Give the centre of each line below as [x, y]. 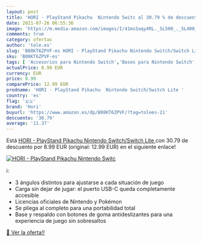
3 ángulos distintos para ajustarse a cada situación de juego [89, 183]
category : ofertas [29, 40]
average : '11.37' [28, 124]
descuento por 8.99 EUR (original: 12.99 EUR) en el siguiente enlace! [91, 147]
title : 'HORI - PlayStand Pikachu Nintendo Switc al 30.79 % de [90, 17]
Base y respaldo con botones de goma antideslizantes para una [94, 214]
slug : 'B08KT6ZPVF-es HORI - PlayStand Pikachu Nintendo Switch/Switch [98, 51]
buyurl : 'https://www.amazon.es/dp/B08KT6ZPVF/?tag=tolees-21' [87, 112]
